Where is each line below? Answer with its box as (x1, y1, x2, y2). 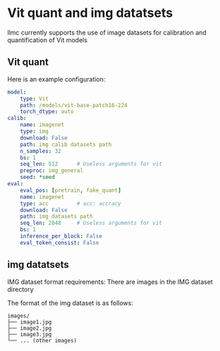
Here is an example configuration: (7, 75, 106, 83)
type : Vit (20, 95, 49, 102)
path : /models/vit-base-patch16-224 (20, 101, 128, 109)
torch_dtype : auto (20, 108, 74, 116)
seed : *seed (20, 174, 55, 181)
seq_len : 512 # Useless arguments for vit (20, 161, 162, 168)
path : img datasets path (20, 213, 93, 220)
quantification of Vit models (7, 35, 88, 44)
